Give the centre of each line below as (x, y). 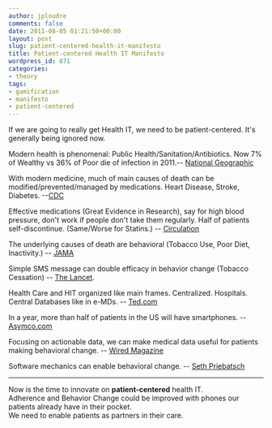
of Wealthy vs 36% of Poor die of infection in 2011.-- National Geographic (131, 162)
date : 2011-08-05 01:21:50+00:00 (65, 31)
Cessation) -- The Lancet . (51, 278)
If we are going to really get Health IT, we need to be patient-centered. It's (132, 130)
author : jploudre (38, 16)
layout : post (30, 39)
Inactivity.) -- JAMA (41, 253)
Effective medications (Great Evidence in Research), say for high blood (126, 211)
